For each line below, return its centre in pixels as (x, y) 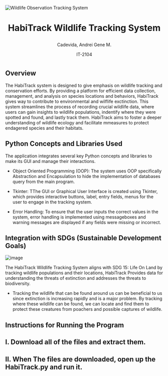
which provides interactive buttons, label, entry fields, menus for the (83, 197)
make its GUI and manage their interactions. (50, 161)
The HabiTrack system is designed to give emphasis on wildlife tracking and (84, 85)
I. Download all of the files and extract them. (76, 342)
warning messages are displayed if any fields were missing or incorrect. (87, 222)
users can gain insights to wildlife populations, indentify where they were (80, 112)
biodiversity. (18, 284)
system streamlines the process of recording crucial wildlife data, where (80, 107)
